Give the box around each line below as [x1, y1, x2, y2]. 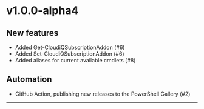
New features [6, 28, 59, 38]
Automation [6, 74, 52, 85]
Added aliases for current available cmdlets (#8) [15, 57, 136, 64]
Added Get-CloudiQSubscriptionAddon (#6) [15, 44, 125, 51]
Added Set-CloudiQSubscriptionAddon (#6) [15, 50, 124, 58]
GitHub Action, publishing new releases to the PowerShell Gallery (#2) [15, 90, 191, 97]
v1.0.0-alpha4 [6, 4, 79, 18]
